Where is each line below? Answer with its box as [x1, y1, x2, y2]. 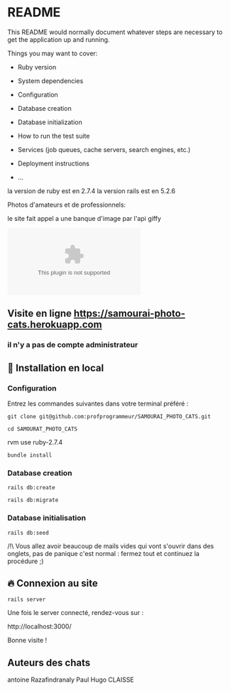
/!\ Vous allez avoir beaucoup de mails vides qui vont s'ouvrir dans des [7, 541, 214, 550]
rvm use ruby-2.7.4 [7, 437, 63, 446]
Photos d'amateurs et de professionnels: [7, 200, 126, 209]
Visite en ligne [7, 308, 72, 320]
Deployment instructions [17, 159, 90, 168]
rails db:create [7, 484, 55, 491]
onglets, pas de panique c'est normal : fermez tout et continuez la [7, 549, 200, 557]
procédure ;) [7, 557, 44, 565]
